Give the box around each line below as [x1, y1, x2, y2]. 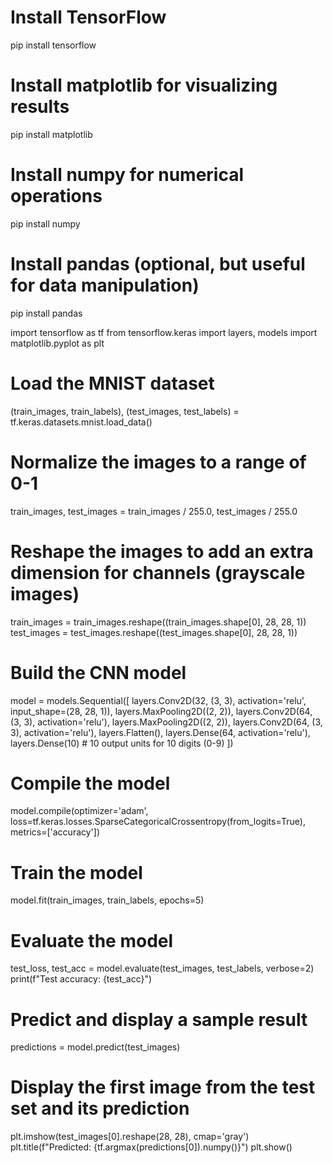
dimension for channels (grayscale [10, 561, 306, 584]
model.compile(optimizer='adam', [10, 805, 149, 817]
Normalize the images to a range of [10, 451, 307, 473]
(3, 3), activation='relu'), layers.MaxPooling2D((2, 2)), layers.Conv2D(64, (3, [10, 716, 323, 728]
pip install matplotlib [10, 128, 93, 140]
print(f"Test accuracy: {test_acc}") [10, 973, 153, 985]
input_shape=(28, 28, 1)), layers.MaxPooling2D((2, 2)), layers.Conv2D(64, [10, 705, 313, 717]
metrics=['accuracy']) [10, 826, 101, 838]
